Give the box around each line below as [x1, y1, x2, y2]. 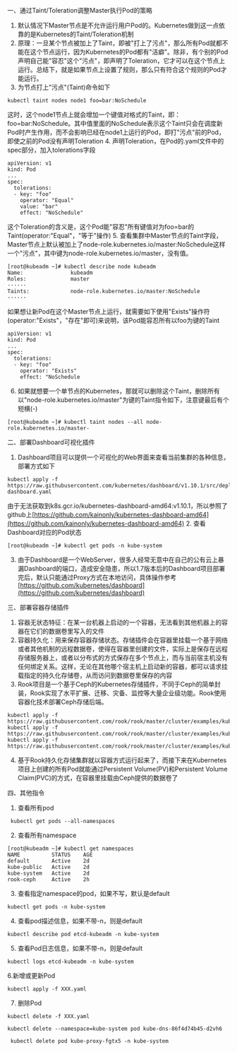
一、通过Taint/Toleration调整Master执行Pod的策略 [7, 6, 153, 14]
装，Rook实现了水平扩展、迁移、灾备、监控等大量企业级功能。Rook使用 [17, 689, 227, 697]
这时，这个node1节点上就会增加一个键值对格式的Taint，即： [7, 110, 181, 119]
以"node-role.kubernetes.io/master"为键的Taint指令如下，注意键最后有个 [17, 396, 229, 404]
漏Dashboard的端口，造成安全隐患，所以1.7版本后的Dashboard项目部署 [17, 565, 226, 572]
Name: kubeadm [7, 269, 93, 276]
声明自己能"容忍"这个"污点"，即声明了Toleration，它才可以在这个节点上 [17, 57, 226, 65]
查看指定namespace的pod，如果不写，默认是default [17, 890, 171, 897]
